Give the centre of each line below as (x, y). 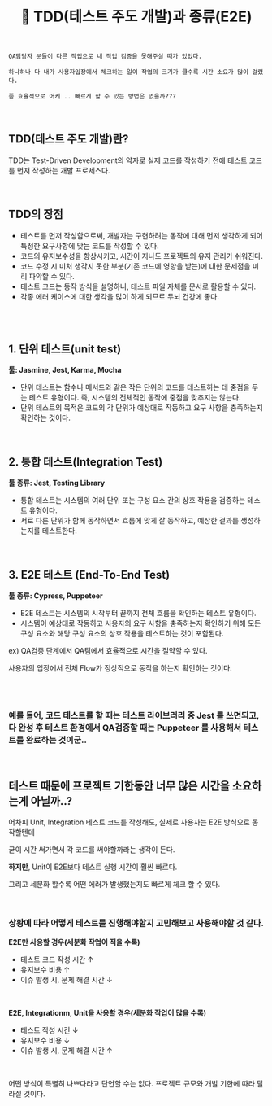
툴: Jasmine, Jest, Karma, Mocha (65, 370)
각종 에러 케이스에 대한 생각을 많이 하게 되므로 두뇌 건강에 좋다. (119, 296)
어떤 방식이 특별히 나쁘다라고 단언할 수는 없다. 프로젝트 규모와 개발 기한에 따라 (132, 1084)
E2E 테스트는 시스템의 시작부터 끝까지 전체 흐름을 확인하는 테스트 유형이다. (138, 613)
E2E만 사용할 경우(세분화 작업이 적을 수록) (74, 942)
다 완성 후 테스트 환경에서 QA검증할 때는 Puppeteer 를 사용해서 (125, 728)
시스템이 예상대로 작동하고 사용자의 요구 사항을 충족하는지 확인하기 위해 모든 (140, 623)
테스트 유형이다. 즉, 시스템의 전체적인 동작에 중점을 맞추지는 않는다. (135, 398)
